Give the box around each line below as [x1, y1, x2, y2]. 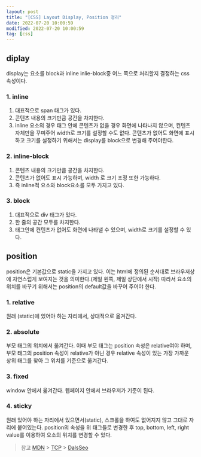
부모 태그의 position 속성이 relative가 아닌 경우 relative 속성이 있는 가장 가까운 [6, 349, 190, 357]
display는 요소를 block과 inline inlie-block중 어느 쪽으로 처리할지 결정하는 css [6, 69, 190, 77]
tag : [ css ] [6, 31, 33, 37]
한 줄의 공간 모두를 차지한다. [14, 218, 81, 226]
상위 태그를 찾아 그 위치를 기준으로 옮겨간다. [6, 357, 109, 364]
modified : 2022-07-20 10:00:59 [6, 25, 84, 32]
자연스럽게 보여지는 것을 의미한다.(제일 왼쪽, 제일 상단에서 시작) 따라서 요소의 [12, 275, 192, 282]
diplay [6, 53, 30, 63]
